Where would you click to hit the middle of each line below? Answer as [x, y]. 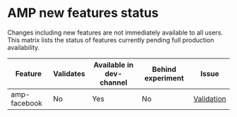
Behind [164, 69]
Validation [210, 99]
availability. [24, 47]
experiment [164, 78]
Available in [114, 65]
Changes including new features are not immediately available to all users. [115, 32]
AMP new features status [83, 13]
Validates [69, 73]
